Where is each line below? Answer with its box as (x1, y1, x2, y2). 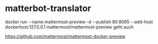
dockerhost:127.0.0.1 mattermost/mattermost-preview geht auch (5, 24, 134, 29)
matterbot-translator (5, 3, 91, 14)
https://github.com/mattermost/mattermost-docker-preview (5, 33, 126, 39)
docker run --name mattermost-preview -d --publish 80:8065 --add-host (5, 19, 153, 25)
